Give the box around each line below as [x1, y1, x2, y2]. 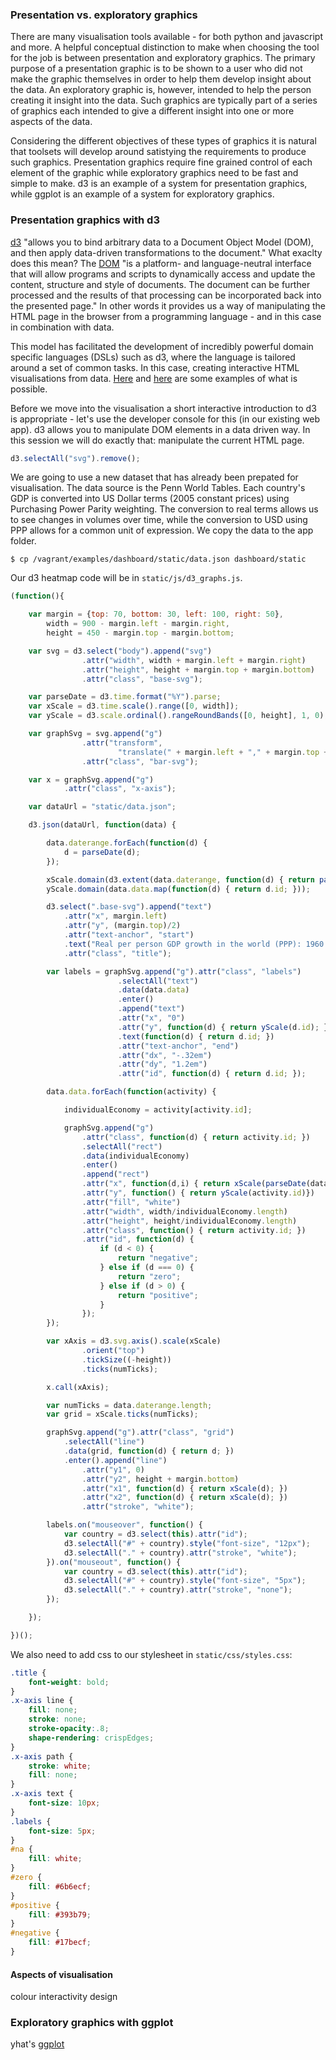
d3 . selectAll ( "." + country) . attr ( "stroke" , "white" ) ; [63, 1548, 298, 1558]
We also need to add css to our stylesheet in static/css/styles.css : [10, 1648, 293, 1660]
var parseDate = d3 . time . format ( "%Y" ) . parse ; [28, 692, 222, 702]
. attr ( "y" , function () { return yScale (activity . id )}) [81, 1188, 315, 1198]
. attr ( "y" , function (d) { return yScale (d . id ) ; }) [117, 1022, 333, 1032]
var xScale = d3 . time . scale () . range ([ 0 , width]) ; [28, 701, 240, 712]
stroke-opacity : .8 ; [28, 1724, 110, 1734]
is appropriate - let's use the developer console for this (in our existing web [10, 413, 321, 425]
